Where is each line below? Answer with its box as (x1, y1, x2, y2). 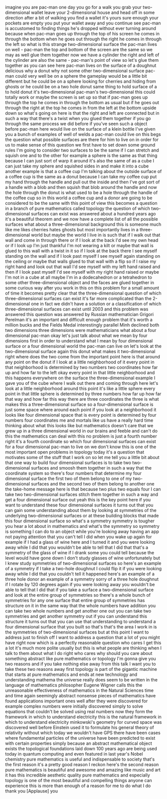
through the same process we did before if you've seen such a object (5, 121, 148, 127)
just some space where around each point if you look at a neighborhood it (5, 407, 157, 413)
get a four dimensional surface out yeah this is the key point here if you (5, 497, 151, 502)
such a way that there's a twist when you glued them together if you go (5, 116, 151, 121)
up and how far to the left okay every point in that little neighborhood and (5, 370, 155, 375)
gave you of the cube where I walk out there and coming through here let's (5, 380, 159, 386)
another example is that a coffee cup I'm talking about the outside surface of (5, 168, 162, 174)
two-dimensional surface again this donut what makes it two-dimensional (5, 348, 156, 354)
